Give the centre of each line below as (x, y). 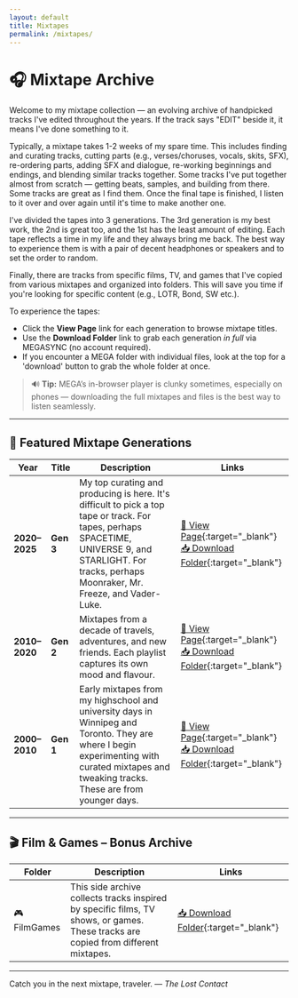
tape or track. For (115, 516)
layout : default (39, 17)
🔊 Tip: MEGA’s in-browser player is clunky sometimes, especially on (157, 384)
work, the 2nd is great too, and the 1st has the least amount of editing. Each (147, 230)
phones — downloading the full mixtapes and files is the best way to (156, 397)
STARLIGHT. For (113, 561)
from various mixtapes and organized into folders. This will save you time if (146, 284)
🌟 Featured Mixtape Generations (101, 442)
